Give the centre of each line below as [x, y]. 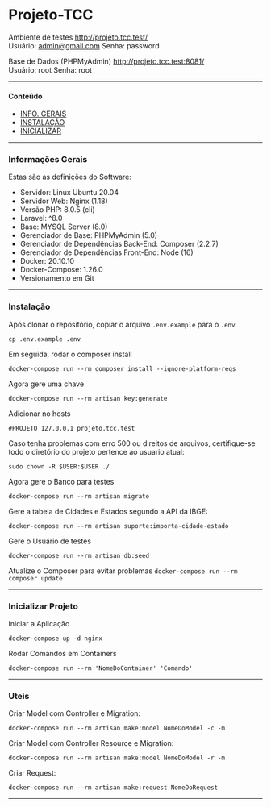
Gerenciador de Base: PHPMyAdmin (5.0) [89, 235]
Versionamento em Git [57, 278]
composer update [35, 578]
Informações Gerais [48, 160]
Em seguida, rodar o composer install [70, 354]
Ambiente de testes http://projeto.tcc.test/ [78, 37]
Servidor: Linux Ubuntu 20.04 [69, 193]
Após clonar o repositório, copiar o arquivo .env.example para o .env [122, 324]
